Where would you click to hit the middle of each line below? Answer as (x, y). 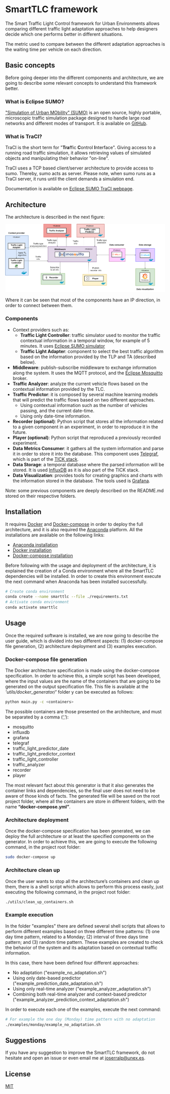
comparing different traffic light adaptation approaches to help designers (81, 28)
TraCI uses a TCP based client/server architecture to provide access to (79, 168)
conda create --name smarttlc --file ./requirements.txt (67, 597)
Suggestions (26, 1040)
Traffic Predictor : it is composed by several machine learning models (85, 394)
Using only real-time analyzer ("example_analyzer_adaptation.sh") (82, 988)
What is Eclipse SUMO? (35, 101)
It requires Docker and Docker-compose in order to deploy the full (74, 524)
